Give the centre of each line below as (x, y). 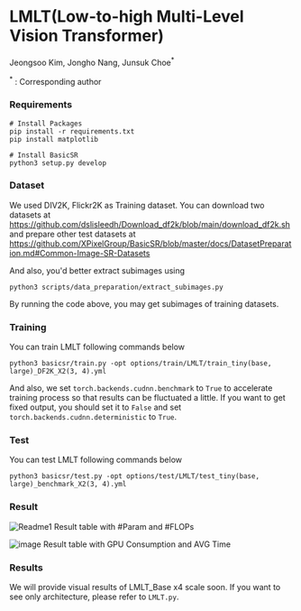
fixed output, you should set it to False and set (96, 407)
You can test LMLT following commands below (96, 460)
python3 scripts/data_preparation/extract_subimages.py (116, 287)
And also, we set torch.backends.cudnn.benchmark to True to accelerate (141, 388)
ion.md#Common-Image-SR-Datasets (80, 253)
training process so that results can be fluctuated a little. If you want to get (147, 398)
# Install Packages (46, 124)
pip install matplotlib (54, 139)
